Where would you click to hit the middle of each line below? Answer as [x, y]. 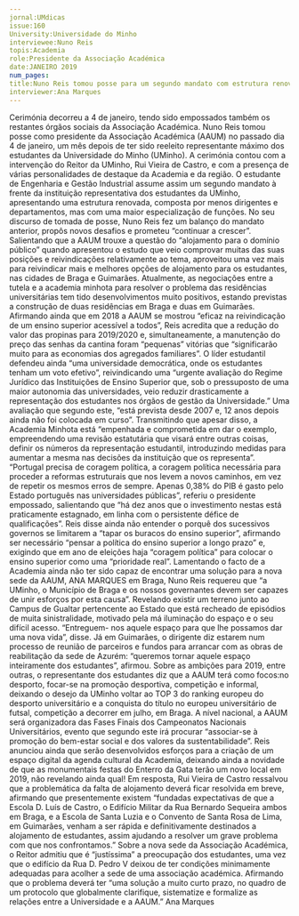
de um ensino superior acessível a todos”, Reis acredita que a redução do [144, 325]
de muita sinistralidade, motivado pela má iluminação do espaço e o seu [141, 618]
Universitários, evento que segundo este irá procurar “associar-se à [133, 731]
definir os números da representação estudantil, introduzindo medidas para [148, 448]
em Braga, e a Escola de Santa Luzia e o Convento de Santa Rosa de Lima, [146, 816]
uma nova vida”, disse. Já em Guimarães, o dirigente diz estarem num [137, 637]
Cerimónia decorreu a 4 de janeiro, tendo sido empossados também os [140, 117]
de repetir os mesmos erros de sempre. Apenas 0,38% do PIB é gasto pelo [146, 486]
